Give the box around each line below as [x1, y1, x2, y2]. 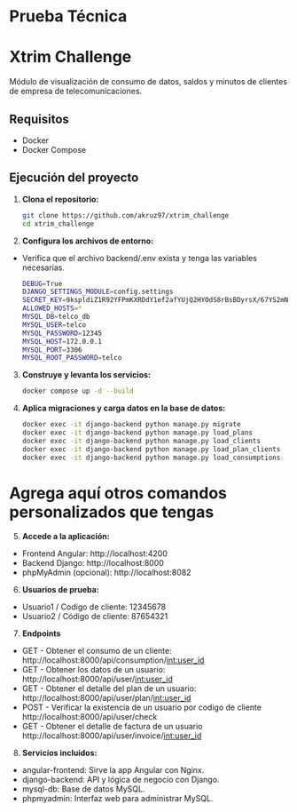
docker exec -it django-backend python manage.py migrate [21, 420, 241, 429]
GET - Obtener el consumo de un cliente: [21, 646, 172, 657]
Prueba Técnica [9, 6, 128, 27]
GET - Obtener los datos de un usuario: [21, 665, 166, 675]
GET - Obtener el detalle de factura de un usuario [21, 721, 203, 732]
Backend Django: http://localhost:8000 [21, 558, 164, 569]
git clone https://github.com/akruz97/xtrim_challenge [21, 211, 230, 219]
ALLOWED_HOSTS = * [21, 304, 82, 313]
